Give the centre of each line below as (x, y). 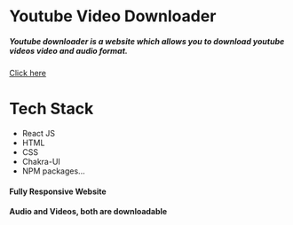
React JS (39, 134)
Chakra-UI (41, 162)
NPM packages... (54, 171)
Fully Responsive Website (58, 191)
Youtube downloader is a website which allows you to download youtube (147, 41)
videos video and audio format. (69, 50)
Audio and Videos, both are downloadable (88, 212)
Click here (28, 74)
